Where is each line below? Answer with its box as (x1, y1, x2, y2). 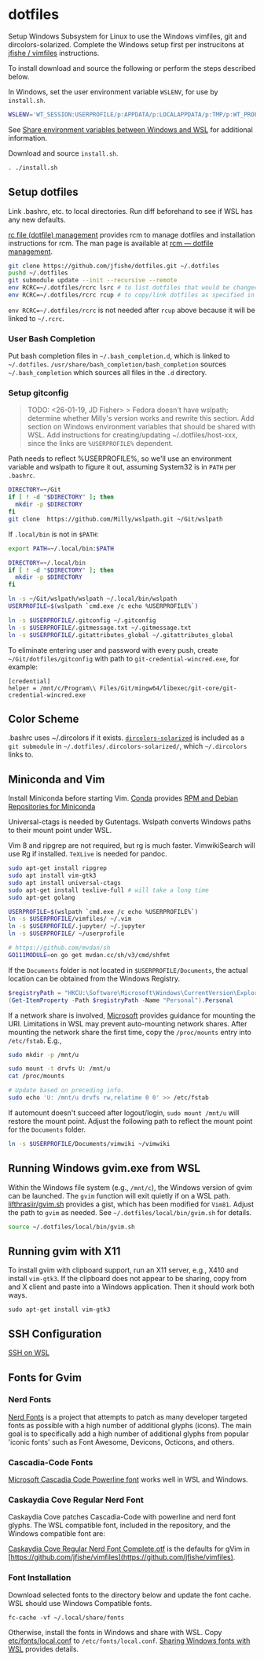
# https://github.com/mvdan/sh (8, 944, 111, 952)
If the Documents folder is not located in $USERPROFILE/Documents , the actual (8, 965, 248, 974)
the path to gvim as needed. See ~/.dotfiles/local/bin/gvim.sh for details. (8, 1207, 252, 1217)
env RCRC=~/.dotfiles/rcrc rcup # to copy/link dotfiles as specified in (8, 291, 255, 299)
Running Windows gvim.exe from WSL (8, 1162, 200, 1175)
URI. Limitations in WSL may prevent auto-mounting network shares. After (8, 1018, 247, 1028)
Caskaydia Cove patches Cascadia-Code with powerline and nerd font (8, 1512, 236, 1522)
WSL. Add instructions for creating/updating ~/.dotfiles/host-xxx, (27, 430, 238, 440)
